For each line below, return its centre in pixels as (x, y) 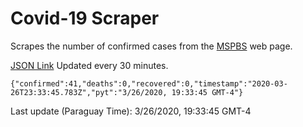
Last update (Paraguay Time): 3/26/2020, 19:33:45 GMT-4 (131, 111)
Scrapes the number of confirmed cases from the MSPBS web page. (151, 46)
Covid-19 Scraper (85, 18)
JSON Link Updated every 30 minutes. (89, 65)
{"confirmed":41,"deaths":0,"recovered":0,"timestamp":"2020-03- (149, 83)
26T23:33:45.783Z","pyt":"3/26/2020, (89, 92)
